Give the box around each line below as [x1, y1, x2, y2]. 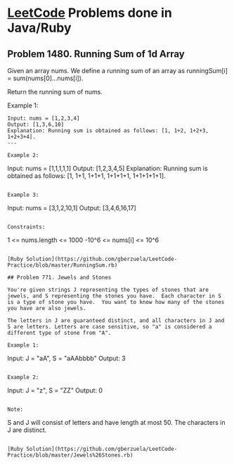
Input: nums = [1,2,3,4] [7, 115, 80, 122]
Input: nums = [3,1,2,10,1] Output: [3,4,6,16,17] [7, 204, 137, 212]
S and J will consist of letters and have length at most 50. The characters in [7, 419, 226, 426]
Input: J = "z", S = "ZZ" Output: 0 [7, 386, 103, 395]
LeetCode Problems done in [7, 5, 172, 21]
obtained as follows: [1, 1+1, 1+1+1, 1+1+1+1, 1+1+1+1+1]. [7, 172, 167, 180]
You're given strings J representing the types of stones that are [7, 286, 209, 293]
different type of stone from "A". [7, 329, 112, 336]
